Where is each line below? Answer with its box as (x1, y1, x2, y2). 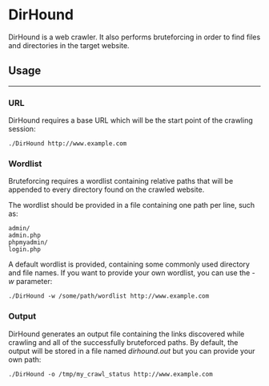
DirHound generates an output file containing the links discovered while (8, 329, 245, 339)
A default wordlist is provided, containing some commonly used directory (8, 259, 251, 270)
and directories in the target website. (8, 40, 130, 50)
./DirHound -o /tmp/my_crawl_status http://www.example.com (8, 370, 214, 378)
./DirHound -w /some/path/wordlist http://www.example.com (8, 292, 210, 300)
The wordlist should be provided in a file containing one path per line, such (8, 201, 255, 210)
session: (8, 124, 36, 134)
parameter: (15, 277, 53, 286)
